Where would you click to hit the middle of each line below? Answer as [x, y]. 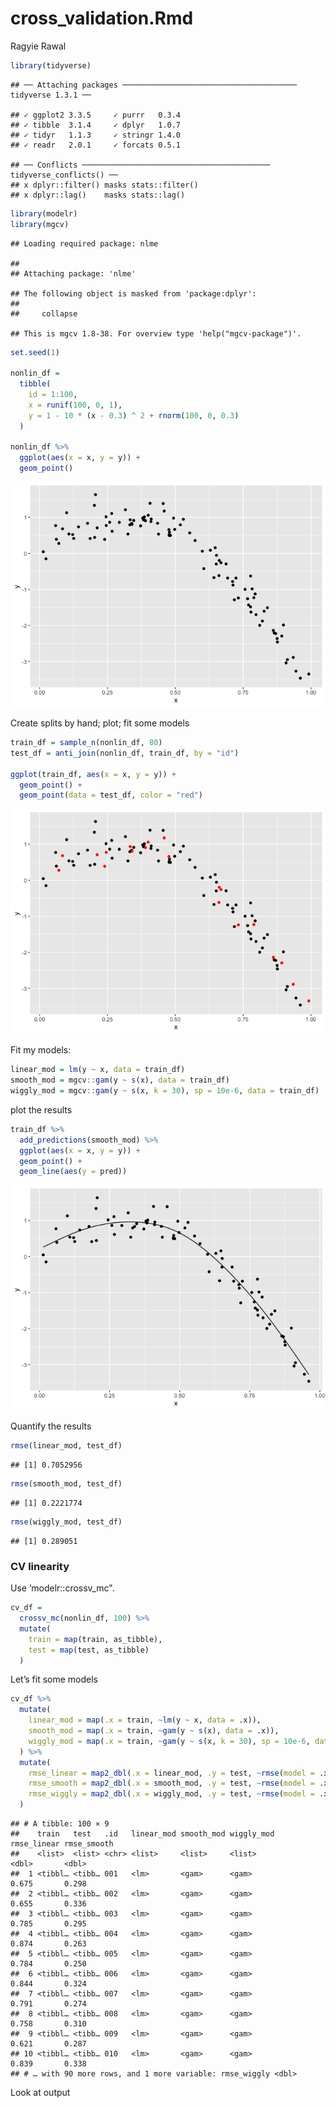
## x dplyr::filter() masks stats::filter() [104, 185]
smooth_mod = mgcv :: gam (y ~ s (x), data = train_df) [120, 1080]
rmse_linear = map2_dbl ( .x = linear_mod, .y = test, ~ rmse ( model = [171, 1773]
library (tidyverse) [51, 65]
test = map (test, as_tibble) [89, 1650]
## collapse [44, 313]
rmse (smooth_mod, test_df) [66, 1484]
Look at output [40, 2093]
